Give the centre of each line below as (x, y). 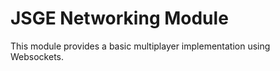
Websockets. (37, 56)
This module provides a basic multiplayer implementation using (140, 46)
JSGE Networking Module (119, 18)
